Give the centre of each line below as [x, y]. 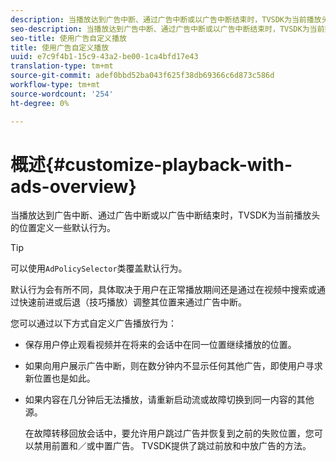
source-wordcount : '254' [62, 94]
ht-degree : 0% [40, 103]
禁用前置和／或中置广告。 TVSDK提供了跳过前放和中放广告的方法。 [172, 446]
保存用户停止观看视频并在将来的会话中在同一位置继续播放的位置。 [160, 345]
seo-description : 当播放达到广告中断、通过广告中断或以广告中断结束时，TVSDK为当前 [167, 29]
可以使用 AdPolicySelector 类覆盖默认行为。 [99, 268]
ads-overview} [73, 186]
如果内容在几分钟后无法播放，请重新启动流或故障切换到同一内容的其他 [169, 400]
